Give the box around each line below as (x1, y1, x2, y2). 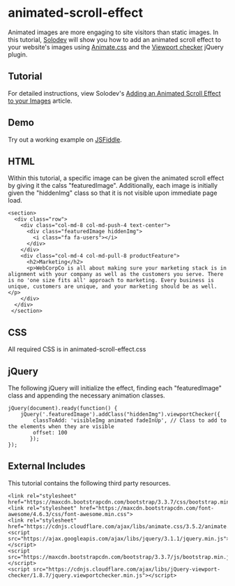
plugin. (8, 50, 28, 59)
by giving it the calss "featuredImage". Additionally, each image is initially (8, 182, 218, 190)
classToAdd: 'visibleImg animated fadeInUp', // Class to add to (33, 417, 227, 424)
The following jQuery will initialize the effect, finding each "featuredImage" (8, 384, 222, 392)
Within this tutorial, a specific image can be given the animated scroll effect (8, 174, 225, 182)
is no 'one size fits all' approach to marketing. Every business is (8, 277, 215, 284)
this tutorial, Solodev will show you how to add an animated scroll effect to (8, 35, 222, 43)
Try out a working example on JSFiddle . (8, 135, 123, 144)
